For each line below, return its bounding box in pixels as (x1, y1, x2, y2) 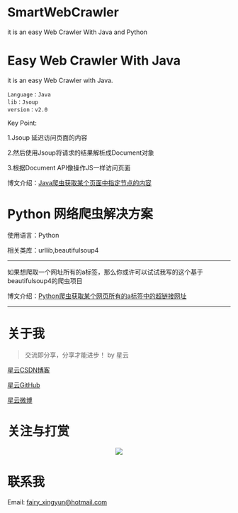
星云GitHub (7, 380, 40, 389)
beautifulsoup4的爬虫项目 (7, 276, 83, 285)
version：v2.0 (7, 106, 48, 114)
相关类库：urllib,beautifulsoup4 (7, 246, 99, 254)
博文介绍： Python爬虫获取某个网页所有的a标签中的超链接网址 (7, 292, 187, 300)
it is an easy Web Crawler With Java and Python (7, 28, 147, 36)
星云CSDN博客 (7, 365, 50, 374)
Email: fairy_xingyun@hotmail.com (7, 497, 108, 506)
